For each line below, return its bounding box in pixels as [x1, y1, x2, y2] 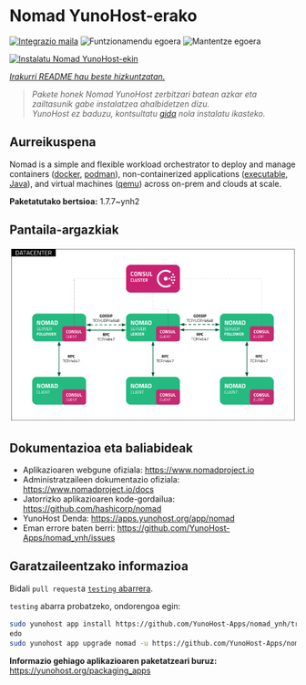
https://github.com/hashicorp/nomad [22, 503, 162, 514]
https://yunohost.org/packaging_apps [9, 665, 151, 676]
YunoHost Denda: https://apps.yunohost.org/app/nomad [22, 513, 235, 524]
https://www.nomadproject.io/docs [22, 484, 155, 495]
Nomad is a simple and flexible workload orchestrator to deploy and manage [9, 159, 296, 170]
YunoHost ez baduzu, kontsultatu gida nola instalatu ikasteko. [31, 108, 266, 119]
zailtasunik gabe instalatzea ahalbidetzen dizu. [31, 98, 210, 109]
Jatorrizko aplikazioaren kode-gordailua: [22, 493, 176, 504]
